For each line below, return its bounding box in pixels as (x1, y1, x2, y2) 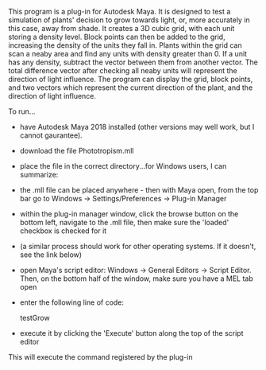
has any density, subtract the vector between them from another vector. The (8, 57, 258, 67)
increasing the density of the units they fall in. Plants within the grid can (8, 41, 242, 50)
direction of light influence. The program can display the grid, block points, (8, 75, 253, 84)
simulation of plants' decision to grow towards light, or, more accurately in (8, 15, 250, 25)
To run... (8, 107, 36, 116)
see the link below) (19, 250, 82, 259)
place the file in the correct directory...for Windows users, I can (19, 162, 227, 170)
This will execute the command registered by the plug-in (8, 352, 193, 361)
